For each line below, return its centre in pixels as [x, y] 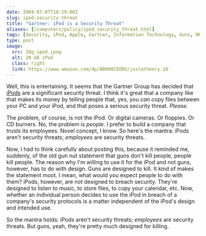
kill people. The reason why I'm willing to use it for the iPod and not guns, [99, 162]
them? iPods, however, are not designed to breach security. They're [92, 182]
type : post [20, 40]
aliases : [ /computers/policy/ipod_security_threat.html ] [81, 29]
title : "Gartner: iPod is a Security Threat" [65, 23]
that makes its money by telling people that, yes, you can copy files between [103, 99]
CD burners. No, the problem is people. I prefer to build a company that [96, 124]
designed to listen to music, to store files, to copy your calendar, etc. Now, [100, 188]
